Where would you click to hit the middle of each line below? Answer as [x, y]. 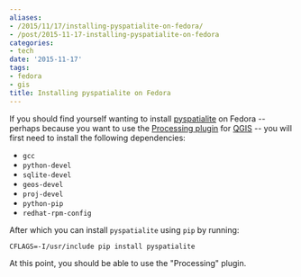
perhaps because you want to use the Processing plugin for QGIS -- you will [151, 128]
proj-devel [43, 194]
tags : [19, 68]
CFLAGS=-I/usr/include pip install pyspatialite [102, 246]
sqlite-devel [47, 175]
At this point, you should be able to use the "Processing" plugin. [128, 263]
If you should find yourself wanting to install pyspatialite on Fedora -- [137, 119]
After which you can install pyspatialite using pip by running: [124, 229]
